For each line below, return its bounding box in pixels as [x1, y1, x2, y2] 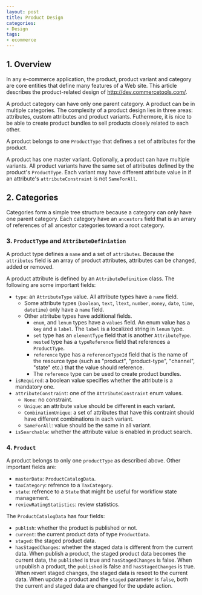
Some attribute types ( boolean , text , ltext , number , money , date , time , [24, 299, 195, 306]
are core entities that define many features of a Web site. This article [6, 82, 177, 89]
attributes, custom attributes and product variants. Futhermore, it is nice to [6, 113, 192, 120]
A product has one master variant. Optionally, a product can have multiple [6, 156, 190, 163]
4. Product [6, 443, 36, 452]
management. [15, 495, 50, 502]
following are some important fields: [6, 281, 96, 288]
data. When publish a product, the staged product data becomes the [15, 550, 186, 557]
